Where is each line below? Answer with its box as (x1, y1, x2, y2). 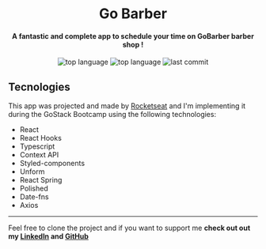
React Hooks (19, 134, 62, 143)
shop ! (122, 40, 144, 49)
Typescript (19, 141, 55, 151)
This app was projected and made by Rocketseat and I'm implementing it (8, 101, 246, 111)
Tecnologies (8, 80, 70, 93)
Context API (19, 150, 59, 160)
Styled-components (19, 159, 85, 168)
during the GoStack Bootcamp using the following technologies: (8, 110, 216, 119)
